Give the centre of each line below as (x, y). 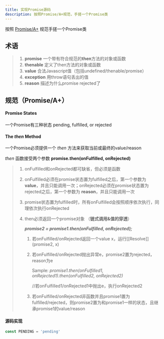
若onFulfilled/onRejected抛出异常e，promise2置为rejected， (93, 255)
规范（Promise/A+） (37, 100)
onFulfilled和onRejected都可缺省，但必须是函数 (72, 169)
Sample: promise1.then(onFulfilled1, (68, 271)
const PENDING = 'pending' (33, 332)
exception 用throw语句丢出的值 (56, 77)
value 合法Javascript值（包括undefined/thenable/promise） (85, 71)
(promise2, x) (45, 244)
